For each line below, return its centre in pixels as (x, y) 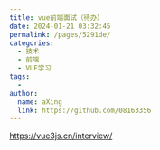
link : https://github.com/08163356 (85, 110)
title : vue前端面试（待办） (56, 18)
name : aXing (40, 102)
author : (24, 93)
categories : (32, 43)
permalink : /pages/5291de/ (60, 34)
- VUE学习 (34, 69)
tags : (19, 77)
